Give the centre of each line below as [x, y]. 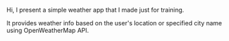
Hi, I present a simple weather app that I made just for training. [95, 10]
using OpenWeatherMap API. [48, 30]
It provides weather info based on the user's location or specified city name [114, 23]
